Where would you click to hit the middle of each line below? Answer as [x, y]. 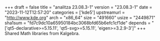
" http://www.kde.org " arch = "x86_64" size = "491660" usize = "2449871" [80, 18]
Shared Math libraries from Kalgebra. [42, 33]
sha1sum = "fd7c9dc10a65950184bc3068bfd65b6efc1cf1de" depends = [78, 23]
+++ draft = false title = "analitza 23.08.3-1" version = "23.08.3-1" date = [79, 7]
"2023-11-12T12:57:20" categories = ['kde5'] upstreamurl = [65, 12]
